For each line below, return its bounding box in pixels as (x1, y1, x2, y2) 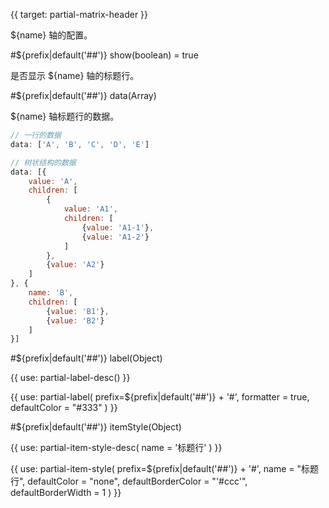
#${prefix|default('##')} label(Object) (10, 352, 163, 364)
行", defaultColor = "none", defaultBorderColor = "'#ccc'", (10, 475, 248, 488)
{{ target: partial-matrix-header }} (10, 9, 149, 20)
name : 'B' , (28, 288, 74, 298)
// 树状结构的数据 (10, 157, 77, 168)
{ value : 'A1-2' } (81, 232, 150, 242)
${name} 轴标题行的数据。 (10, 110, 120, 122)
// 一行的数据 (10, 130, 62, 140)
